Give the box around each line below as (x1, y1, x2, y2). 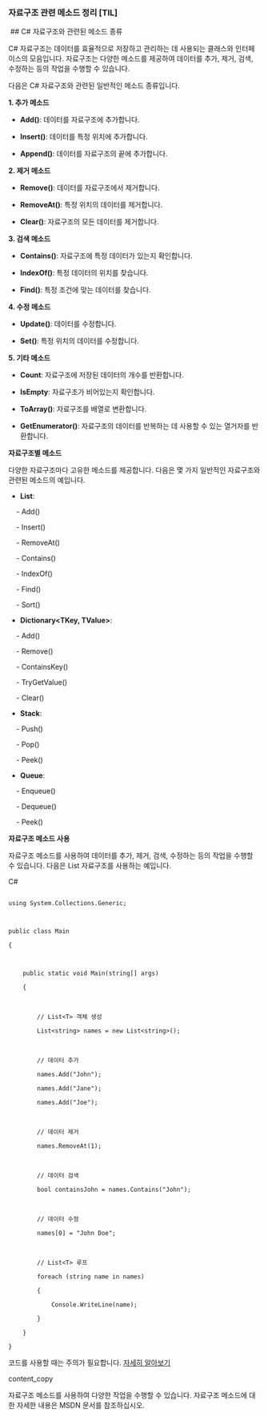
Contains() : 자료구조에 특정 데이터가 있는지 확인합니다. (19, 251, 194, 261)
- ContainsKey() (15, 662, 69, 672)
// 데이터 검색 (37, 1172, 79, 1180)
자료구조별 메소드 (8, 449, 62, 458)
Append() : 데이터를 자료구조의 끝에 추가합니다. (19, 149, 168, 159)
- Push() (15, 724, 44, 734)
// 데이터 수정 (37, 1215, 79, 1223)
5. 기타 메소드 (8, 353, 50, 363)
